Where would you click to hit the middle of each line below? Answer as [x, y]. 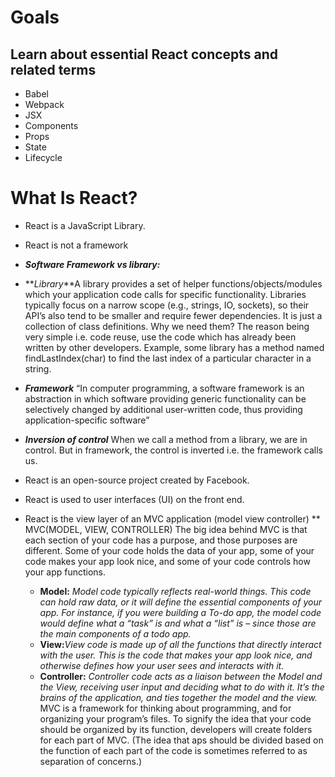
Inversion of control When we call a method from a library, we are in [166, 439]
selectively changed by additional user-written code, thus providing [163, 409]
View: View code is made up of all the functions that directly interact [180, 644]
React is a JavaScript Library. [85, 225]
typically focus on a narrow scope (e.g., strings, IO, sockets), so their [167, 305]
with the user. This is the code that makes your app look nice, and [176, 655]
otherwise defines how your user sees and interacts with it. [162, 665]
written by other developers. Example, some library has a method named [174, 347]
